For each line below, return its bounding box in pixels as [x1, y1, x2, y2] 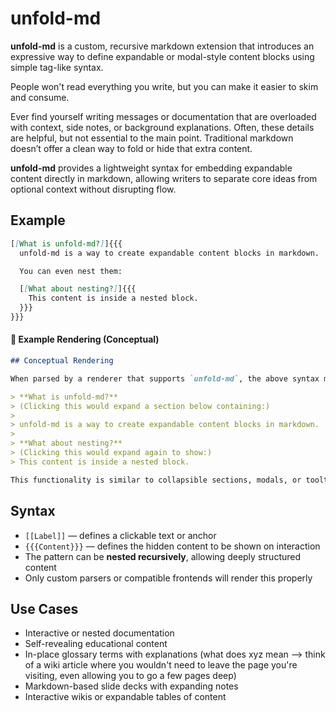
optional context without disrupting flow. [10, 183, 177, 195]
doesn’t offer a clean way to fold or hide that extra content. [10, 142, 253, 154]
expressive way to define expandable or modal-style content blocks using [10, 50, 315, 62]
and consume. [10, 91, 70, 103]
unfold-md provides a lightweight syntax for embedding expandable [10, 162, 293, 174]
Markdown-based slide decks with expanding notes [24, 680, 239, 692]
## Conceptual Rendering [10, 356, 114, 366]
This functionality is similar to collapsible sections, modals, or [10, 475, 302, 485]
